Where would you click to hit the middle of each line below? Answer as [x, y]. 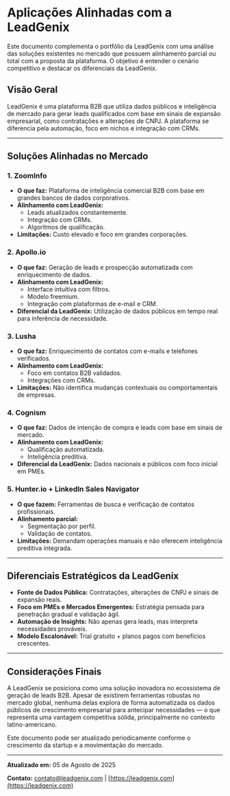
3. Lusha [22, 336]
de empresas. [36, 395]
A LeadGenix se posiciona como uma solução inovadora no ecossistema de [114, 688]
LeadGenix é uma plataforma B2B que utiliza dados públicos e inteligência [112, 106]
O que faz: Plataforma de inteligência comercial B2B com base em [111, 191]
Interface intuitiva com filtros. [69, 289]
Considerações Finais [54, 671]
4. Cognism [27, 412]
